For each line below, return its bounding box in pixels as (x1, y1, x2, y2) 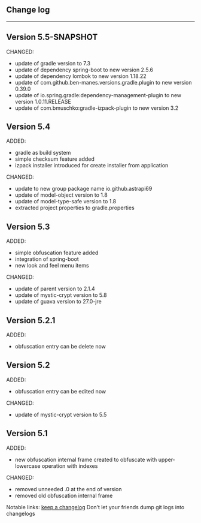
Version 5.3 (6, 221, 50, 232)
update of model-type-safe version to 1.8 (14, 198, 117, 205)
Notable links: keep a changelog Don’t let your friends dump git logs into (6, 503, 185, 510)
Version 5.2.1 (6, 315, 56, 326)
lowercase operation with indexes (14, 462, 98, 470)
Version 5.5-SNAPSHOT (6, 32, 98, 43)
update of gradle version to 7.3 (14, 59, 91, 67)
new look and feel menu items (14, 262, 89, 269)
